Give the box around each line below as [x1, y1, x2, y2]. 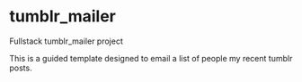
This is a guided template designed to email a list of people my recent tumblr [9, 53, 293, 63]
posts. [9, 62, 33, 73]
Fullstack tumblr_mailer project [9, 36, 123, 46]
